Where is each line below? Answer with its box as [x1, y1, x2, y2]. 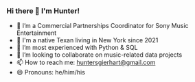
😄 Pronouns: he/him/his [16, 68, 85, 77]
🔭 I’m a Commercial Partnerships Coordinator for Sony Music [16, 22, 190, 30]
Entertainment [16, 29, 57, 37]
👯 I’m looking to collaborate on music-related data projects [16, 51, 183, 59]
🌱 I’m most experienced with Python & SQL [16, 44, 138, 52]
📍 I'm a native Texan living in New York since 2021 [16, 36, 159, 44]
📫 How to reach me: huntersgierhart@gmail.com [16, 58, 156, 67]
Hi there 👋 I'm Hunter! [6, 6, 80, 16]
